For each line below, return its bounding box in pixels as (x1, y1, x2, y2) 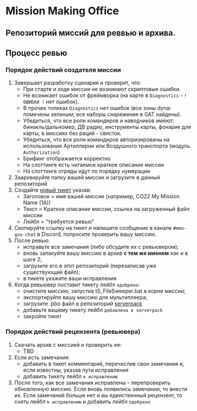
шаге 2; (23, 256, 42, 263)
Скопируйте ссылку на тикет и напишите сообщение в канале (14, 225, 172, 232)
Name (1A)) (23, 199, 51, 206)
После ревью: (14, 237, 50, 244)
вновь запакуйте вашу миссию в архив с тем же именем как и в (23, 249, 188, 257)
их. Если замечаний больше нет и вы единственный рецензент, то (14, 391, 183, 399)
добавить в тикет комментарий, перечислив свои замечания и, (23, 360, 185, 367)
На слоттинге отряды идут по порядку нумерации (23, 167, 151, 175)
